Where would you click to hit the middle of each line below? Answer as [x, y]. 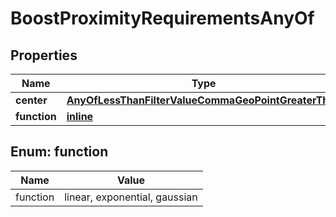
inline [80, 116]
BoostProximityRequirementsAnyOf [162, 18]
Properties [44, 55]
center [31, 100]
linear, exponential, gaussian [131, 197]
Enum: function [59, 152]
